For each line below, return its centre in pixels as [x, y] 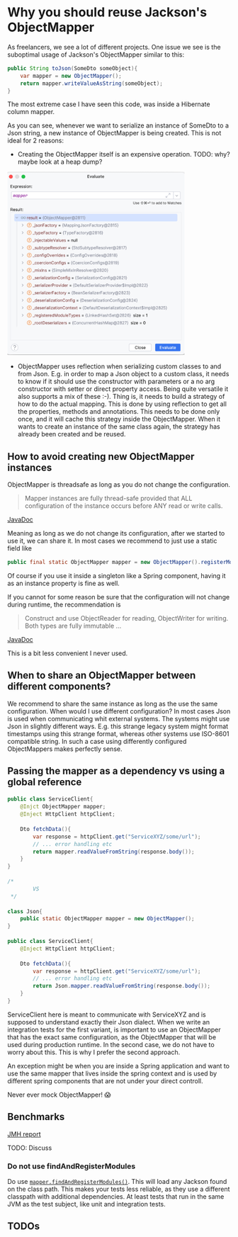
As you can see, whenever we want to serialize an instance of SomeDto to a [118, 125]
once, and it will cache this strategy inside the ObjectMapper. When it [119, 419]
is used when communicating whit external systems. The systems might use [119, 718]
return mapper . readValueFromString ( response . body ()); [114, 852]
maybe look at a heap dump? [60, 162]
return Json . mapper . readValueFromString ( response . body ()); [122, 986]
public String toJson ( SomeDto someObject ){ [73, 68]
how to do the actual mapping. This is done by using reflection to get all [122, 404]
